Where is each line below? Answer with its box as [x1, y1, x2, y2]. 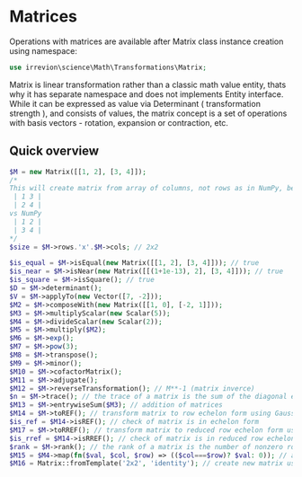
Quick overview [9, 144, 100, 159]
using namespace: [9, 45, 78, 56]
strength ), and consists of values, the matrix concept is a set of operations [9, 108, 288, 119]
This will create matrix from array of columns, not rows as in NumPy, [9, 184, 283, 193]
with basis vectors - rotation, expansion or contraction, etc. [9, 117, 229, 128]
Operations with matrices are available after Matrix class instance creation [9, 36, 284, 47]
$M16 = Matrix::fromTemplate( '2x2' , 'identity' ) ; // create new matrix [9, 459, 283, 468]
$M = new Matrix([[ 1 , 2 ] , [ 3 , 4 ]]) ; [9, 167, 147, 176]
